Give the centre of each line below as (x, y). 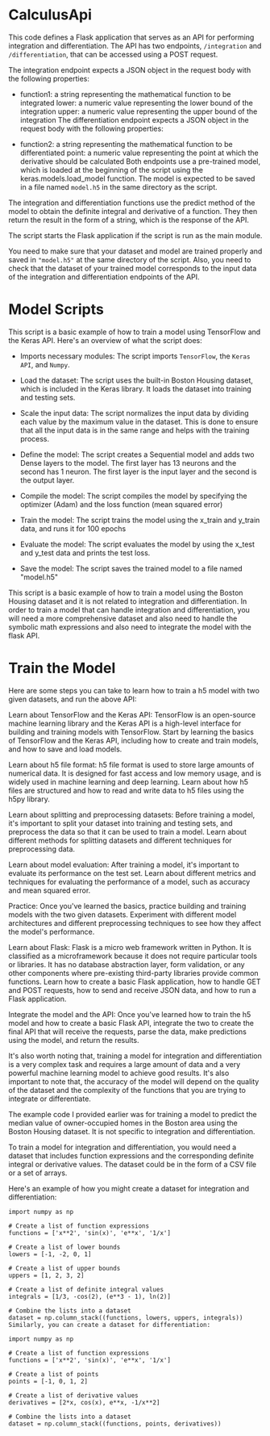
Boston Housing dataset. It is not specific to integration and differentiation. (132, 1131)
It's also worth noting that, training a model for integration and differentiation (135, 1056)
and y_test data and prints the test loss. (85, 553)
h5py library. (29, 799)
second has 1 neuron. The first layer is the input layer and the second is (139, 471)
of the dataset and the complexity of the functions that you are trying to (127, 1090)
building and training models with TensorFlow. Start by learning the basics (131, 731)
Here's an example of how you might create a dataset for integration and (129, 1188)
